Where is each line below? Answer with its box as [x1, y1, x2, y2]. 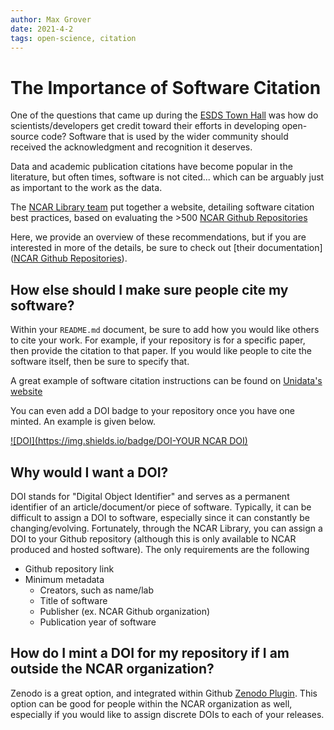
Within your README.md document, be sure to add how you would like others [10, 324, 320, 336]
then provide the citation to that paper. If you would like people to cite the [10, 345, 313, 357]
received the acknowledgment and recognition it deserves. [10, 141, 253, 153]
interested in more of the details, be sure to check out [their [10, 242, 256, 254]
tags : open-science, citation [10, 33, 137, 43]
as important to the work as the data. [10, 182, 163, 194]
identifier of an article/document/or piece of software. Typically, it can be [10, 501, 312, 513]
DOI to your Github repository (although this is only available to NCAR [10, 532, 297, 545]
